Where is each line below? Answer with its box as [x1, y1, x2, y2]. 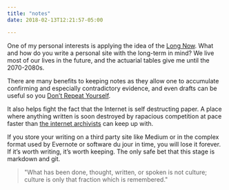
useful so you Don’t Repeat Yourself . [7, 91, 111, 100]
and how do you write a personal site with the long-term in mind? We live [7, 49, 215, 57]
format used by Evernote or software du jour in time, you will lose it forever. [7, 140, 221, 148]
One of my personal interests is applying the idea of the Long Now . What [7, 41, 214, 50]
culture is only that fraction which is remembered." [23, 175, 168, 183]
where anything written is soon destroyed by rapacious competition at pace [7, 112, 222, 120]
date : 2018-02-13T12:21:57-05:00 [7, 17, 103, 23]
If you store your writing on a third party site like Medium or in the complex [7, 132, 219, 141]
